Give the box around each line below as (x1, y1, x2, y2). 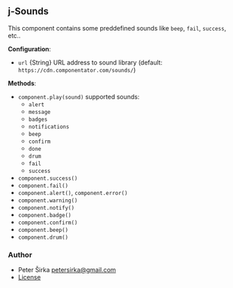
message (28, 108, 51, 115)
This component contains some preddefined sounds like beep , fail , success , (8, 24, 227, 32)
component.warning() (17, 197, 78, 204)
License (17, 273, 41, 282)
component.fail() (17, 182, 69, 189)
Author (8, 250, 33, 260)
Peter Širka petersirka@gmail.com (17, 266, 117, 274)
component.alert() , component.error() (17, 188, 128, 196)
